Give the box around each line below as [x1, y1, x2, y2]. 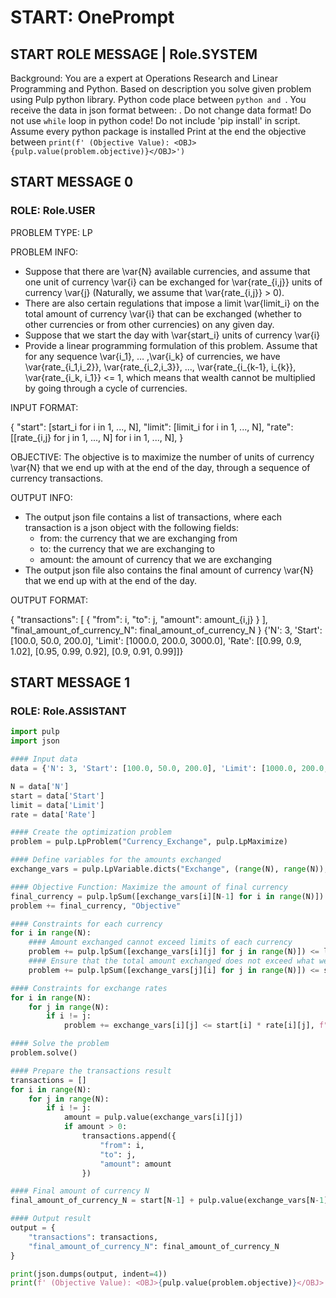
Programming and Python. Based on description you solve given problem [10, 83, 312, 95]
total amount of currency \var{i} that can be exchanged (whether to [24, 307, 302, 320]
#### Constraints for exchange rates [10, 983, 168, 993]
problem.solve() [10, 1048, 78, 1058]
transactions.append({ [81, 1131, 177, 1141]
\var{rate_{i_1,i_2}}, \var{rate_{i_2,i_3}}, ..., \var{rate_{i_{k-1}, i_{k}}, [24, 361, 297, 373]
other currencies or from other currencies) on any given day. [24, 318, 275, 330]
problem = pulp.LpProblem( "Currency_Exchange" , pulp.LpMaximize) [10, 837, 288, 847]
